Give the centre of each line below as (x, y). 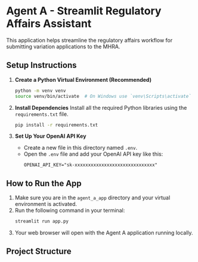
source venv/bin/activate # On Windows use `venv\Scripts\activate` (103, 96)
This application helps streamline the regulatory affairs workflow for (89, 40)
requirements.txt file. (41, 114)
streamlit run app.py (41, 221)
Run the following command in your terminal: (70, 211)
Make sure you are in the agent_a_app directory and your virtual (92, 198)
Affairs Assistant (49, 24)
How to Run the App (44, 183)
